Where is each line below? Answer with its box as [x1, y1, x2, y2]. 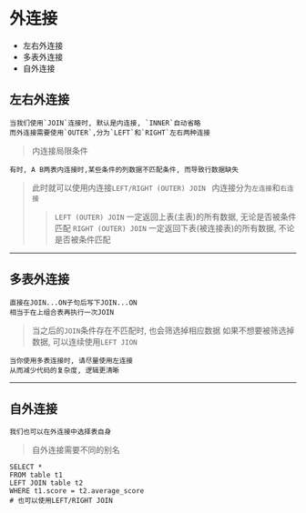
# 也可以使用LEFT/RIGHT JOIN [9, 497, 114, 506]
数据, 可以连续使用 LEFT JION [31, 336, 138, 347]
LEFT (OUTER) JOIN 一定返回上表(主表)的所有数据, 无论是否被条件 [54, 211, 297, 222]
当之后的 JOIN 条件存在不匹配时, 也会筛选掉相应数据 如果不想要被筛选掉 [31, 325, 295, 336]
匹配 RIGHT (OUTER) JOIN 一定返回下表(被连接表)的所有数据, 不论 [54, 222, 295, 233]
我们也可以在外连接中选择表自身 [9, 427, 112, 437]
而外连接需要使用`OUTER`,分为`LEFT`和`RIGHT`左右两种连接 [9, 128, 211, 137]
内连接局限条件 [31, 145, 88, 156]
